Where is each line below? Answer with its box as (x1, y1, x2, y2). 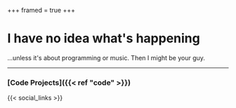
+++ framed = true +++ (7, 6, 76, 14)
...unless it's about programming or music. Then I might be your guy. (7, 53, 206, 62)
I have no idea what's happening (7, 31, 200, 46)
